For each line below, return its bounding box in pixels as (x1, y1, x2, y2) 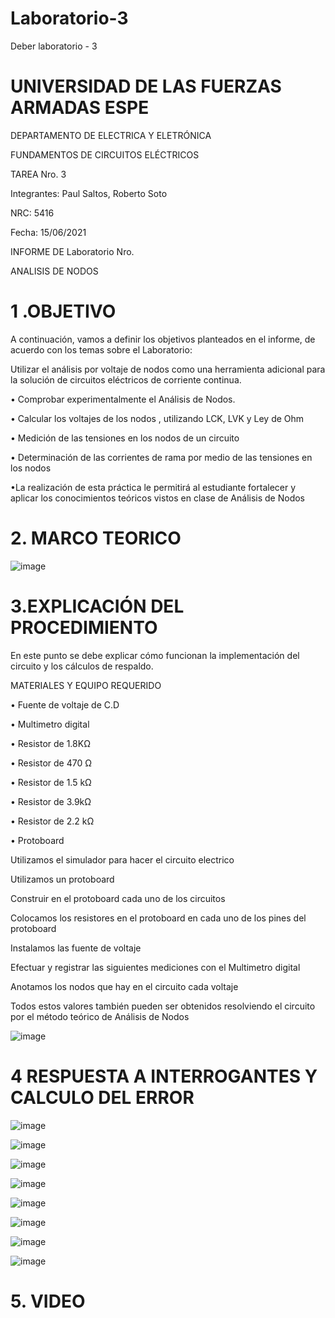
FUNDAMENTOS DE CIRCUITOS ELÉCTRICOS (10, 148, 200, 161)
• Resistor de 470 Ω (10, 757, 92, 769)
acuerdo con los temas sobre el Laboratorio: (10, 343, 193, 356)
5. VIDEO (10, 1290, 86, 1312)
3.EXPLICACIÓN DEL (10, 595, 185, 617)
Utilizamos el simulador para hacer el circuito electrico (10, 853, 235, 866)
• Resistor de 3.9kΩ (10, 795, 92, 807)
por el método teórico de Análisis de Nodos (10, 1010, 190, 1022)
